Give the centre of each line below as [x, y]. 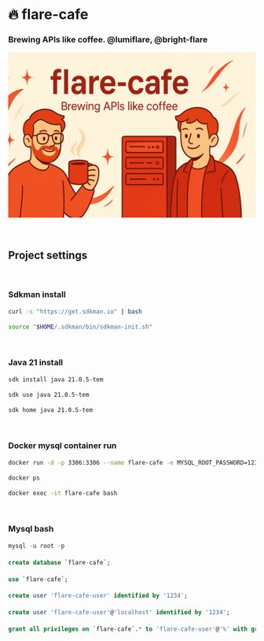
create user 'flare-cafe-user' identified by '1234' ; [98, 596]
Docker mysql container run [62, 445]
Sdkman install [37, 295]
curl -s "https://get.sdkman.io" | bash [75, 312]
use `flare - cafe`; [38, 579]
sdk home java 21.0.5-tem [50, 410]
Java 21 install [36, 362]
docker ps [24, 478]
